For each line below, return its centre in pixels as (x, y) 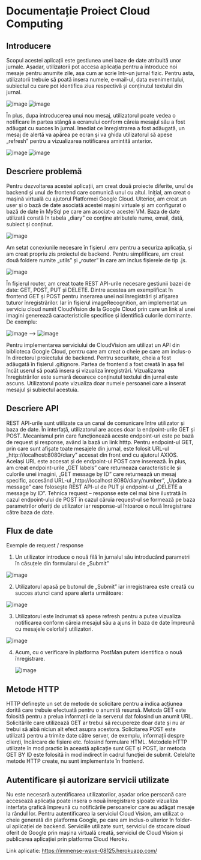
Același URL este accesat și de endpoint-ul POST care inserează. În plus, (97, 461)
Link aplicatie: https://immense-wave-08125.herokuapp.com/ (82, 851)
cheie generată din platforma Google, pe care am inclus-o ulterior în (90, 820)
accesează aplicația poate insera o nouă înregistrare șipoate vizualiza (92, 801)
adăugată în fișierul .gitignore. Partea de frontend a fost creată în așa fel (95, 364)
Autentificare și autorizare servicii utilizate (88, 780)
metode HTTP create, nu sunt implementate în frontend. (75, 761)
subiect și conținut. (30, 224)
